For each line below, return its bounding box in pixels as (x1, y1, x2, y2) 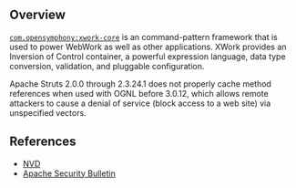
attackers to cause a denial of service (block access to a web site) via (9, 98, 271, 109)
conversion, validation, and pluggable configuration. (9, 60, 205, 71)
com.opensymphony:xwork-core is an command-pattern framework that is (9, 31, 278, 42)
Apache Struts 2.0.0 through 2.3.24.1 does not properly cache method (9, 78, 271, 89)
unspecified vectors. (9, 107, 87, 118)
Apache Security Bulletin (22, 168, 116, 179)
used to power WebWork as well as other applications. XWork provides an (9, 41, 287, 52)
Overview (9, 7, 66, 23)
